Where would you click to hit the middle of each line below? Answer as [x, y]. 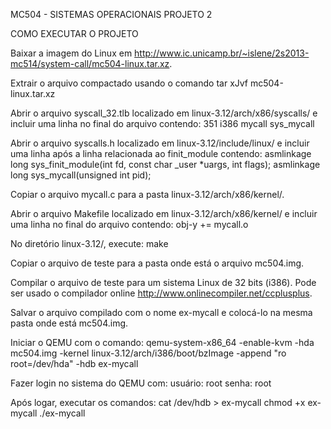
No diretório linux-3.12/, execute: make [89, 243]
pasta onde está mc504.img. [69, 323]
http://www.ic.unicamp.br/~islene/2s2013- [222, 53]
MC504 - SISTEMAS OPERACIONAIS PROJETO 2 [111, 14]
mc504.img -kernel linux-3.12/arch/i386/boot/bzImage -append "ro [148, 353]
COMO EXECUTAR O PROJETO [74, 33]
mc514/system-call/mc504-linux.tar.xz [90, 63]
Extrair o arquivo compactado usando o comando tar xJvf [129, 83]
